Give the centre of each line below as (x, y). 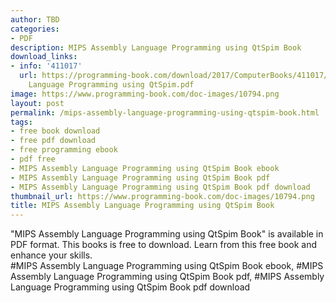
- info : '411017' (46, 66)
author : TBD (35, 19)
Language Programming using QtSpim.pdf (111, 85)
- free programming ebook (64, 150)
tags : (21, 122)
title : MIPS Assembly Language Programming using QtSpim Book (142, 206)
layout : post (37, 103)
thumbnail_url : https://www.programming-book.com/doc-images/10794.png (162, 196)
